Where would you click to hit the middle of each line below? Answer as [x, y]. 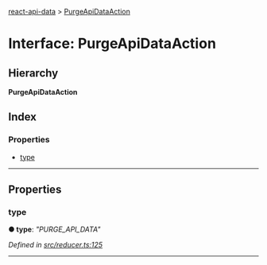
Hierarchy [33, 73]
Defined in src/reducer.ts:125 [56, 245]
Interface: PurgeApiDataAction [112, 44]
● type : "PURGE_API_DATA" [54, 229]
